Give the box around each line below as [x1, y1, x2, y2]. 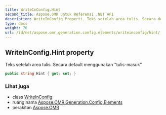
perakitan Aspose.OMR [12, 104, 59, 110]
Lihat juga [5, 82, 30, 89]
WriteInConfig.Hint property [5, 48, 94, 57]
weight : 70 [5, 26, 28, 31]
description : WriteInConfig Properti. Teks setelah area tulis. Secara [5, 16, 156, 21]
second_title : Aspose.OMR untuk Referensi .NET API [5, 12, 114, 17]
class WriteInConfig [12, 94, 53, 100]
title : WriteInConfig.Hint [5, 7, 61, 12]
